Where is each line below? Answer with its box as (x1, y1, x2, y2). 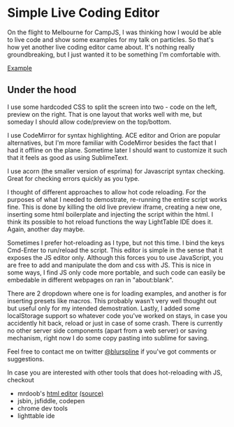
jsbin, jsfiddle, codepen (17, 396, 85, 405)
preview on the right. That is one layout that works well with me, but (7, 110, 203, 118)
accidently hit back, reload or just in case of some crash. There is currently (7, 319, 224, 327)
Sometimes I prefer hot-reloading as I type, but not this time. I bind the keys (7, 238, 225, 247)
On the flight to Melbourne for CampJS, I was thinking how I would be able (7, 28, 222, 36)
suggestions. (7, 354, 45, 363)
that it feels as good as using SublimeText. (7, 153, 129, 161)
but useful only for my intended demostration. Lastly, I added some (7, 304, 200, 312)
